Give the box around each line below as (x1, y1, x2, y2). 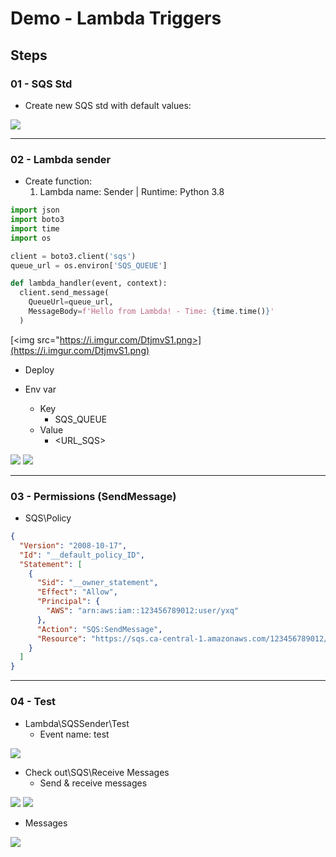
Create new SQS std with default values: (24, 99, 192, 111)
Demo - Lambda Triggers (10, 7, 222, 30)
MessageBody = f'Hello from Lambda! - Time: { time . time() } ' (28, 307, 275, 317)
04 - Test (10, 695, 57, 709)
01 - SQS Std (10, 77, 73, 91)
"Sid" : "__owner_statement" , (36, 578, 159, 588)
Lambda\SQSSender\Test (24, 717, 130, 729)
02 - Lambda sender (10, 152, 112, 166)
